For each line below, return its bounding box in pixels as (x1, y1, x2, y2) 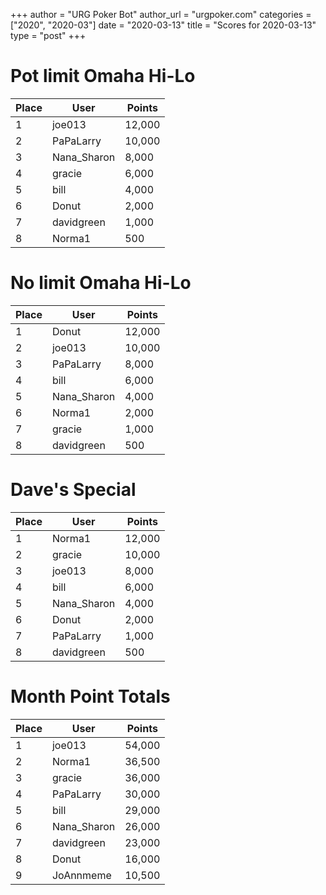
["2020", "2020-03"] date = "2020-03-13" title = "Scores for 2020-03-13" (10, 19, 317, 31)
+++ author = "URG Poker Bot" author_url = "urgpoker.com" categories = (10, 9, 312, 20)
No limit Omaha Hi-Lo (10, 272, 192, 294)
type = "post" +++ (10, 30, 87, 41)
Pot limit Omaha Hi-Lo (10, 65, 196, 88)
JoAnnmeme (51, 868, 112, 882)
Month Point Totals (10, 685, 171, 708)
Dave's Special (10, 479, 137, 501)
